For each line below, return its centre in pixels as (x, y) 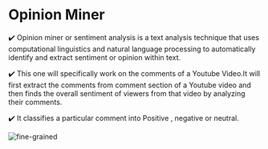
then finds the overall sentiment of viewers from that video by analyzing (127, 93)
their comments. (35, 102)
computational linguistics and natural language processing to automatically (132, 49)
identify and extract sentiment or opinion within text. (95, 57)
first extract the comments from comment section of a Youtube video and (130, 85)
